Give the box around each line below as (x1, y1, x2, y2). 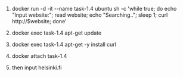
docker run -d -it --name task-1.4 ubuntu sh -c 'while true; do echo (11, 5, 177, 12)
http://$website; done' (11, 18, 67, 24)
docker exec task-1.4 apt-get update (11, 29, 102, 36)
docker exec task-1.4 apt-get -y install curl (11, 41, 116, 48)
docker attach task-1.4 (11, 53, 67, 59)
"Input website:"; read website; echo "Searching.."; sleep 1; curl (11, 11, 168, 19)
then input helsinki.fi (11, 64, 62, 71)
